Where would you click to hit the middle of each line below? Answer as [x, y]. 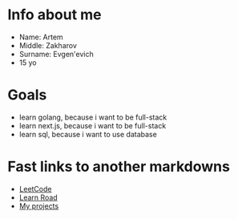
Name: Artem [41, 37]
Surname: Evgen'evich [56, 54]
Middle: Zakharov [48, 45]
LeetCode [35, 189]
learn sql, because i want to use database [88, 134]
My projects [39, 205]
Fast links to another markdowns [119, 167]
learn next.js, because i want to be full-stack [93, 125]
